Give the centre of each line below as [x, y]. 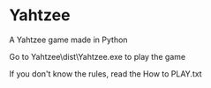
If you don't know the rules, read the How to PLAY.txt [105, 73]
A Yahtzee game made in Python [68, 40]
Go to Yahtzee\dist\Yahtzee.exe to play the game [98, 56]
